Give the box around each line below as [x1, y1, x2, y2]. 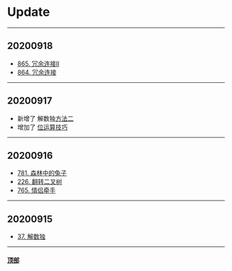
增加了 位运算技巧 [17, 122, 68, 131]
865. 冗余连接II [17, 59, 60, 68]
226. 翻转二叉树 [17, 178, 63, 186]
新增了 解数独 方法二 [17, 114, 74, 122]
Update [7, 4, 50, 20]
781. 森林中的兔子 [17, 169, 67, 177]
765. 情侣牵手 [17, 186, 57, 194]
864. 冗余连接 [17, 68, 57, 76]
